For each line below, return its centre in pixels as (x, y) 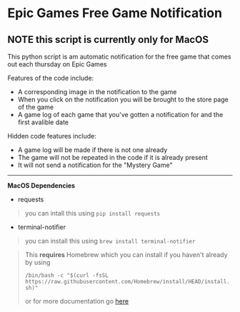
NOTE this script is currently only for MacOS (108, 40)
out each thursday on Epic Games (57, 64)
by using (37, 262)
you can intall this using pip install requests (92, 213)
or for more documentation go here (77, 301)
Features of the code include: (51, 78)
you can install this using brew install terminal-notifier (110, 241)
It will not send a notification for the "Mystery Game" (95, 165)
